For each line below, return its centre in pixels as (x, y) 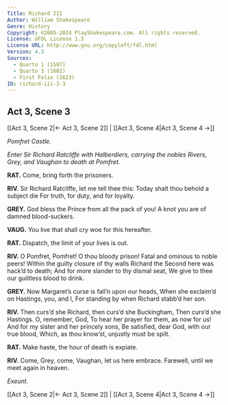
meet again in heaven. (38, 368)
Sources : (20, 58)
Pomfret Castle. (29, 141)
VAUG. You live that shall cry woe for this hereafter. (80, 230)
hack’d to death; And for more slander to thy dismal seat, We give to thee (110, 271)
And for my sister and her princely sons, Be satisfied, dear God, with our (109, 327)
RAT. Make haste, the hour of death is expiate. (73, 347)
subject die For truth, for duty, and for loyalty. (71, 196)
